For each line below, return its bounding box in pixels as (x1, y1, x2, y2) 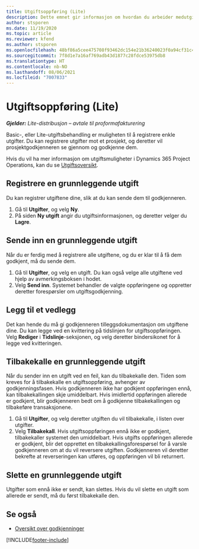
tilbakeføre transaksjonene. (6, 403, 73, 411)
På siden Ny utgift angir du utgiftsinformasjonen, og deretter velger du (14, 212, 188, 219)
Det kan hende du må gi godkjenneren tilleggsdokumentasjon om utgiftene (6, 321, 188, 328)
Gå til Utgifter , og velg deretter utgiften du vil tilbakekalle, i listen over (14, 415, 185, 422)
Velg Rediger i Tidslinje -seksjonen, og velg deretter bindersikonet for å (6, 333, 181, 340)
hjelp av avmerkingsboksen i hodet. (14, 275, 102, 282)
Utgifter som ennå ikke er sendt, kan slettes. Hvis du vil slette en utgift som (6, 486, 189, 493)
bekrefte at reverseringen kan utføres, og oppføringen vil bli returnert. (14, 453, 185, 460)
